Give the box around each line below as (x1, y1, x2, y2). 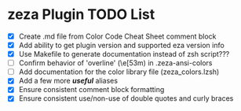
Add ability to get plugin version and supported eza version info (18, 41, 225, 50)
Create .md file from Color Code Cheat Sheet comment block (18, 31, 217, 41)
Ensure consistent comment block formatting (18, 85, 165, 94)
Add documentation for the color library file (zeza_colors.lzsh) (18, 67, 220, 76)
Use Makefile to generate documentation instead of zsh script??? (18, 50, 230, 59)
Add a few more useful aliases (18, 76, 119, 86)
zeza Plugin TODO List (7, 6, 155, 24)
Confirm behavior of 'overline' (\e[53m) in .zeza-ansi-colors (18, 58, 213, 68)
